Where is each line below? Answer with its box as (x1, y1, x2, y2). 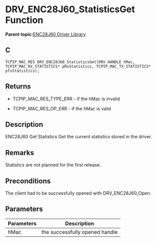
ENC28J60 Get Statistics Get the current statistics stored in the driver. (5, 134, 152, 140)
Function (5, 14, 44, 26)
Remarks (5, 148, 35, 157)
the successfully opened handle (41, 228, 118, 235)
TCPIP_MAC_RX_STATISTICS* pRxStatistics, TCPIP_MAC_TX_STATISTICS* (5, 64, 151, 69)
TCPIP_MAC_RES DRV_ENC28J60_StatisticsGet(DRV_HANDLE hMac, (5, 59, 136, 65)
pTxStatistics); (5, 68, 40, 73)
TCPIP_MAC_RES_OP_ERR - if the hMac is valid (12, 105, 111, 111)
